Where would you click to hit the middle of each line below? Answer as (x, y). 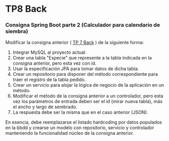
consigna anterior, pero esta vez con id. (55, 63)
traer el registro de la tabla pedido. (49, 79)
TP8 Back (26, 9)
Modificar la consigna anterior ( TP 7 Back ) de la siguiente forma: (75, 43)
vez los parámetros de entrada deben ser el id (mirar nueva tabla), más (88, 102)
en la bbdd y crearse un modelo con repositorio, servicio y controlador (80, 128)
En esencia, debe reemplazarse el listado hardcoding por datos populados (84, 122)
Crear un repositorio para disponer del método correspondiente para (85, 74)
